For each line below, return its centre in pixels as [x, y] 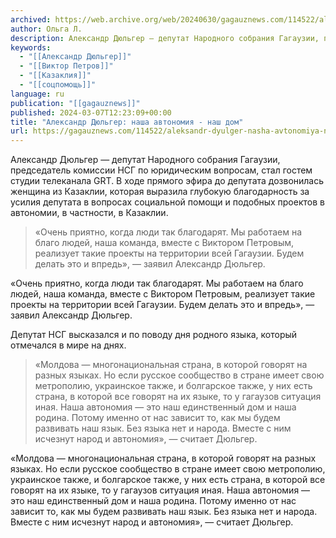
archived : [31, 19]
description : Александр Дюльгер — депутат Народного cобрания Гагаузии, [165, 38]
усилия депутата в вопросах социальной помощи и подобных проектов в [167, 202]
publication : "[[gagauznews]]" [75, 103]
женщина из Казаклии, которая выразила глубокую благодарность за [160, 192]
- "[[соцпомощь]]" [58, 85]
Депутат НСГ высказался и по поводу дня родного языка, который [154, 335]
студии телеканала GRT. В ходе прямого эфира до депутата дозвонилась [167, 181]
